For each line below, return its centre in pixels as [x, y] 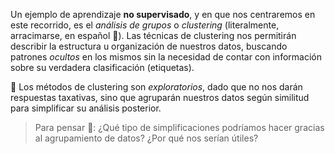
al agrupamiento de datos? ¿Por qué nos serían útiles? [146, 138]
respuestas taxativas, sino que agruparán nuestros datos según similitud [160, 97]
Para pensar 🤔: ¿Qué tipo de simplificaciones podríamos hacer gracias [179, 127]
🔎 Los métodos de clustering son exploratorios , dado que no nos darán [156, 87]
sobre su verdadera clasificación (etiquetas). [102, 67]
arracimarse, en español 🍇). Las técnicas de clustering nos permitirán [153, 35]
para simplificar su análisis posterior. [86, 108]
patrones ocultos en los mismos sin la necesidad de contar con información [166, 57]
